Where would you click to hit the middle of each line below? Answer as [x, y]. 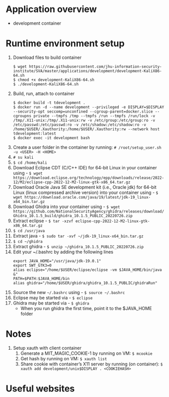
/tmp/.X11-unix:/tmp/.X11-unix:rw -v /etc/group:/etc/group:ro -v [84, 120]
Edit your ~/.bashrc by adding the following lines [63, 252]
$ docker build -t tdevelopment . [49, 103]
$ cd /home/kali [30, 163]
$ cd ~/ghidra [28, 241]
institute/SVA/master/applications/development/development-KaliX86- [88, 71]
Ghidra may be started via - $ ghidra [51, 303]
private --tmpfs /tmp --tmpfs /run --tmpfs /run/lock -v [94, 116]
